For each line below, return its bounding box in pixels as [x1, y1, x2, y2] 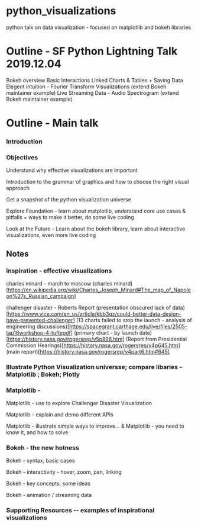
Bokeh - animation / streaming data [6, 492, 92, 499]
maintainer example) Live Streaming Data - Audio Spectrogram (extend [6, 89, 179, 96]
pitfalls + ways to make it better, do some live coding [6, 214, 134, 221]
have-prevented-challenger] [6, 316, 75, 323]
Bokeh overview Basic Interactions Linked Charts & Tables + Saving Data [6, 76, 183, 84]
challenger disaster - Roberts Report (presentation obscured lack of [6, 304, 171, 311]
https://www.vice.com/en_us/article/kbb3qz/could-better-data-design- [8, 310, 181, 317]
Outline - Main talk [6, 117, 99, 130]
